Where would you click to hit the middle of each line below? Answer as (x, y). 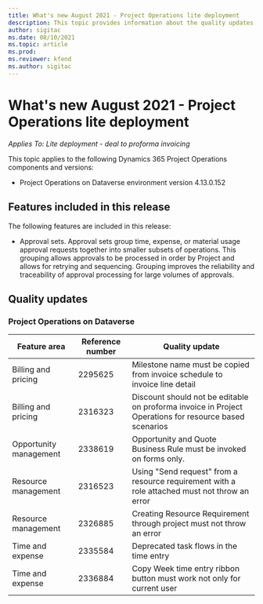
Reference (101, 342)
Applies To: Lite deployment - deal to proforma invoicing (99, 144)
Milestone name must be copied (191, 365)
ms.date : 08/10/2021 (42, 37)
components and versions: (51, 167)
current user (155, 588)
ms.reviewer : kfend (40, 60)
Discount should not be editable (190, 397)
